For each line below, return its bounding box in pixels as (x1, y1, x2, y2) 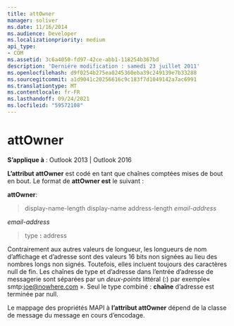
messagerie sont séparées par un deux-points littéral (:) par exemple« (7, 275, 210, 283)
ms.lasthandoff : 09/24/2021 (7, 96, 90, 103)
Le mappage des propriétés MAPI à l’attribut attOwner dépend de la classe (7, 303, 227, 312)
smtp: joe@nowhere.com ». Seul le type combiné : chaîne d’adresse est (7, 282, 215, 291)
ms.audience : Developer (7, 30, 78, 37)
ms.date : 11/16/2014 (7, 23, 68, 30)
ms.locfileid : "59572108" (7, 102, 83, 109)
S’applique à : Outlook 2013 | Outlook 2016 (7, 156, 133, 164)
